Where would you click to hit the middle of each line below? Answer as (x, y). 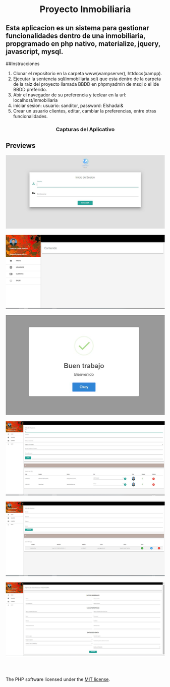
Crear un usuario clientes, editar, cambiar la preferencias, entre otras (84, 111)
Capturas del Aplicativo (85, 129)
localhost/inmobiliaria (35, 100)
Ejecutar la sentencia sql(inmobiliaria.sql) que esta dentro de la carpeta (87, 79)
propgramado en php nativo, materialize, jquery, (83, 44)
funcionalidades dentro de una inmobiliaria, (76, 36)
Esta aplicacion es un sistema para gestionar (77, 28)
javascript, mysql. (35, 51)
